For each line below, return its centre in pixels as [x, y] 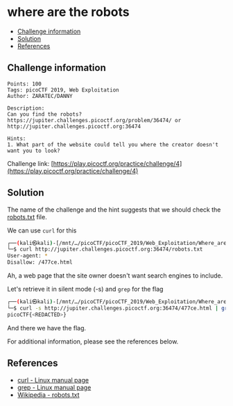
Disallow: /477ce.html [40, 262]
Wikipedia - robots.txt [48, 395]
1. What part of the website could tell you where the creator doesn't [113, 144]
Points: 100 [24, 84]
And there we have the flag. [47, 328]
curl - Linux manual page [53, 380]
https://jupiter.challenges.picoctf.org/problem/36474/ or [94, 120]
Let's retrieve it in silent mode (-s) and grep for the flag [85, 289]
